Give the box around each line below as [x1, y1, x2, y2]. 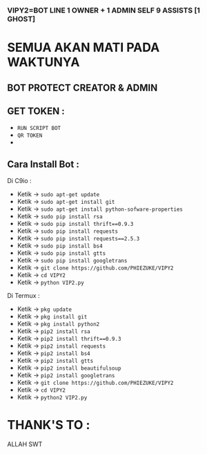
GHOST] [7, 14, 36, 23]
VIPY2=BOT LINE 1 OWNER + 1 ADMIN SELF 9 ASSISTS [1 [7, 6, 200, 15]
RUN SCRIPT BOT [17, 125, 61, 132]
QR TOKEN [17, 132, 43, 140]
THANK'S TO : [7, 417, 90, 433]
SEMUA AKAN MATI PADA [7, 40, 160, 55]
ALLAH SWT [7, 440, 43, 448]
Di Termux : [7, 292, 40, 300]
